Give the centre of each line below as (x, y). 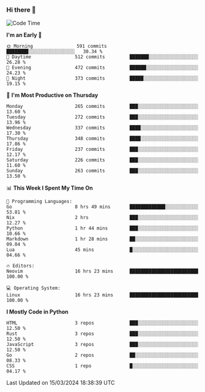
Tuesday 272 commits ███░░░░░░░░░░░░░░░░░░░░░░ (102, 117)
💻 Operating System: (34, 288)
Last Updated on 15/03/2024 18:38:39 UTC (61, 383)
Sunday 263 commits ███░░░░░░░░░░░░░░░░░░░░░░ (102, 171)
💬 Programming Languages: (39, 202)
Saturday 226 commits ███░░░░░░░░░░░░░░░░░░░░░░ (102, 160)
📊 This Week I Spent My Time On (50, 188)
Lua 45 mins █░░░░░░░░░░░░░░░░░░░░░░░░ (102, 250)
